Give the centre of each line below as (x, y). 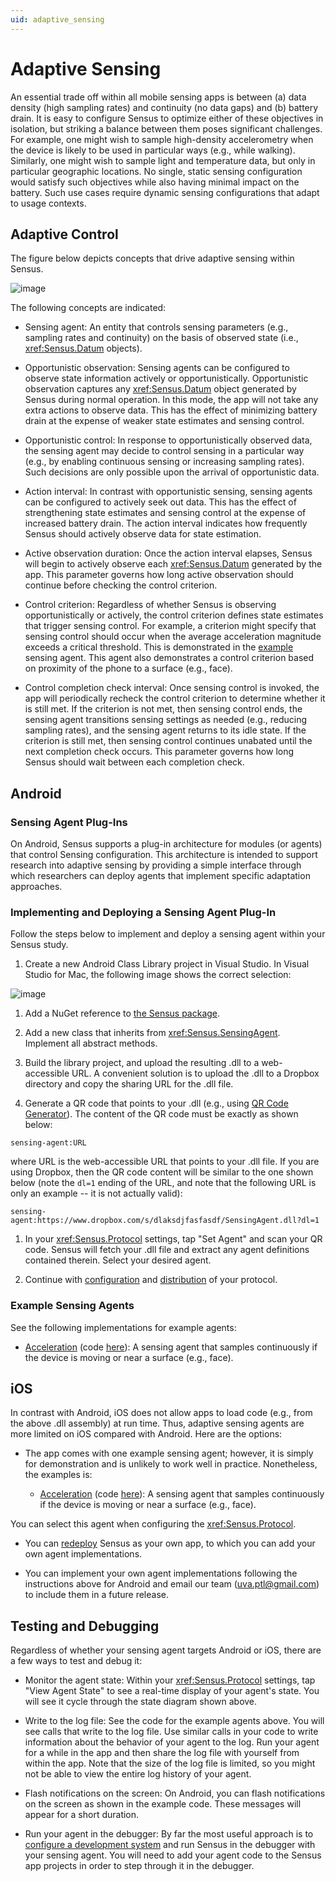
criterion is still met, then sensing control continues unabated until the (168, 741)
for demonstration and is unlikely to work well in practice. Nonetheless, (171, 1464)
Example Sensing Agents (72, 1306)
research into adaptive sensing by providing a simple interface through (156, 865)
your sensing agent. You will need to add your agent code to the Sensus (173, 1855)
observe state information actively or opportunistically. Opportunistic (166, 378)
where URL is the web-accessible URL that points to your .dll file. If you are (165, 1162)
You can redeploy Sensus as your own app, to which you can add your (170, 1543)
